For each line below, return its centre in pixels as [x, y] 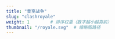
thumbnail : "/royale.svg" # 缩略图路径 [53, 27]
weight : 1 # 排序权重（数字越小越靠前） [59, 22]
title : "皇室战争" [27, 11]
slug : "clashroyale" [31, 17]
